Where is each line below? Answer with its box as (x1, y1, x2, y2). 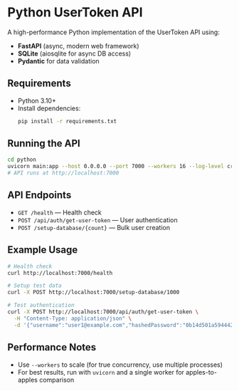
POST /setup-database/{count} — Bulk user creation (17, 223, 171, 231)
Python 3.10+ (17, 96, 57, 105)
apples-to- (186, 367, 217, 376)
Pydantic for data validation (17, 56, 100, 65)
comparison (38, 375, 75, 384)
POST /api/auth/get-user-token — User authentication (17, 215, 178, 224)
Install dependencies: (17, 104, 81, 113)
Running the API (7, 137, 80, 150)
